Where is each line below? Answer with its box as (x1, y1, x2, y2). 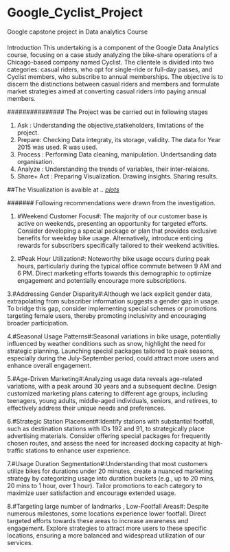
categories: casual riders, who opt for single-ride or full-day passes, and (7, 65, 213, 73)
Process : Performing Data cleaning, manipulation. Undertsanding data (16, 150, 218, 159)
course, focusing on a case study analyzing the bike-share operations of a (7, 50, 218, 59)
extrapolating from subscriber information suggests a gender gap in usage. (7, 297, 220, 305)
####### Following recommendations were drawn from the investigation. (7, 198, 216, 207)
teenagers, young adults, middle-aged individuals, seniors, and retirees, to (7, 396, 218, 404)
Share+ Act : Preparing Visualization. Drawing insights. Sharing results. (16, 172, 218, 180)
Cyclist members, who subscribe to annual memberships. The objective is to (7, 72, 224, 80)
